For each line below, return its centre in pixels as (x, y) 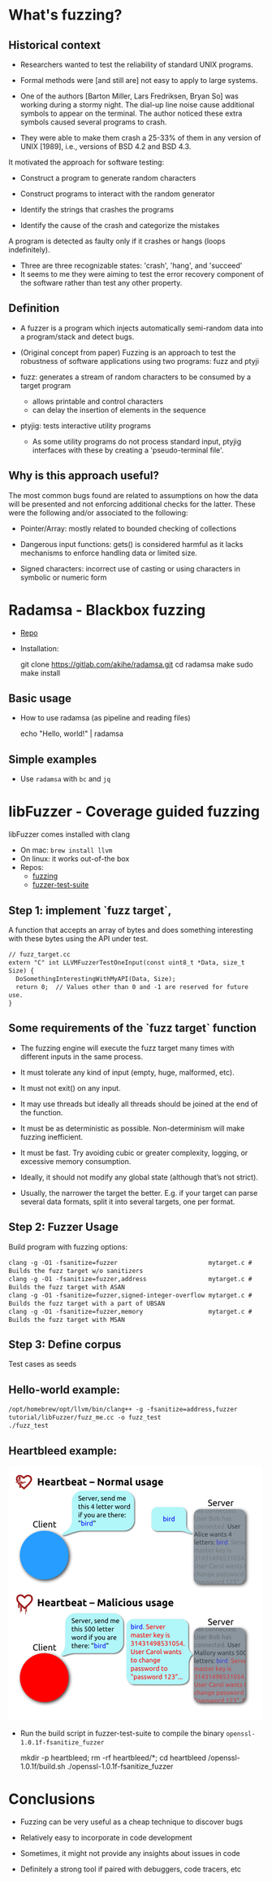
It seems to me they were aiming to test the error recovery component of (142, 274)
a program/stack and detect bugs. (77, 336)
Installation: (39, 648)
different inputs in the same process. (82, 1057)
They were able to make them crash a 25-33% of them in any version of (140, 138)
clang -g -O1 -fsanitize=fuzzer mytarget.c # (130, 1263)
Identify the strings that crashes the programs (97, 210)
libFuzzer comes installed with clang (69, 834)
